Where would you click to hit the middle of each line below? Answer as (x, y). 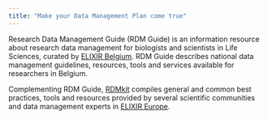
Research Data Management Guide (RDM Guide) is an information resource (134, 39)
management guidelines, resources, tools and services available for (121, 65)
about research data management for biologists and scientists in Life (123, 47)
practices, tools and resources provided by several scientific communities (132, 97)
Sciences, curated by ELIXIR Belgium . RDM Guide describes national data (131, 56)
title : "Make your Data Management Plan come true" (97, 16)
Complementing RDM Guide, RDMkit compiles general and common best (130, 89)
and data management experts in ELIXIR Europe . (89, 106)
